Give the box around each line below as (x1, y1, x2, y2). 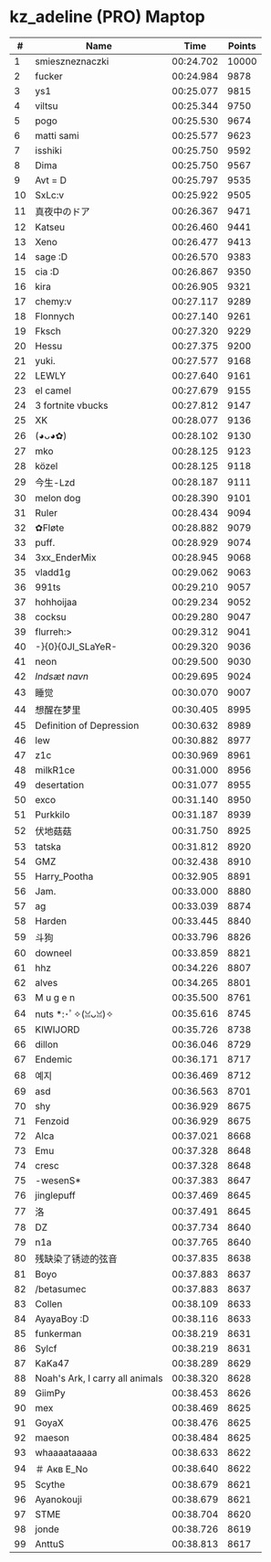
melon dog (35, 491, 81, 504)
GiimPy (35, 1386, 66, 1399)
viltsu (35, 99, 58, 112)
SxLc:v (35, 188, 65, 201)
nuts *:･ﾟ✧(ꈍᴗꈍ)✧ (35, 1008, 114, 1021)
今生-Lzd (35, 476, 76, 488)
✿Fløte (35, 521, 65, 534)
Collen (35, 1297, 63, 1310)
